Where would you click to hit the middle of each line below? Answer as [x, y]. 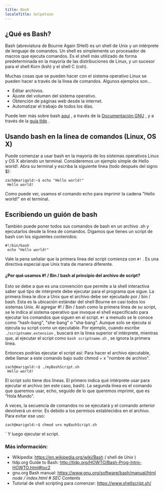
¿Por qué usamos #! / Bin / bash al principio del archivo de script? [73, 275]
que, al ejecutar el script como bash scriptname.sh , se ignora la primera [78, 338]
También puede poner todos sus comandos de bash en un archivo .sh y [77, 226]
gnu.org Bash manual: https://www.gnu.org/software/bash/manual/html [84, 473]
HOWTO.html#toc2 [31, 468]
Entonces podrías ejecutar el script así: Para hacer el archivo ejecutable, [78, 353]
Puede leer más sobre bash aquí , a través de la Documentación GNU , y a [80, 116]
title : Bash [17, 10]
